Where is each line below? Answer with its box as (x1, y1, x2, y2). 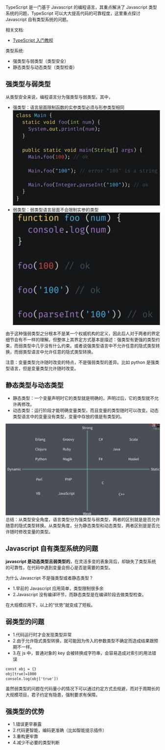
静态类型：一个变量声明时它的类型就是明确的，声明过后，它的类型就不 (12, 395, 155, 401)
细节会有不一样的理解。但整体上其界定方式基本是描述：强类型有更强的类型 (5, 336, 156, 342)
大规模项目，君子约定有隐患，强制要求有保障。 (5, 692, 100, 698)
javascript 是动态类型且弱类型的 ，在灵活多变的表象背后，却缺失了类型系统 (5, 558, 156, 564)
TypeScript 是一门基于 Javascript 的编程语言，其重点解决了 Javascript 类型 (5, 4, 157, 10)
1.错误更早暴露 (12, 721, 42, 727)
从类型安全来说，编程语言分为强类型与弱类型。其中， (5, 94, 113, 100)
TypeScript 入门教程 (12, 37, 53, 43)
